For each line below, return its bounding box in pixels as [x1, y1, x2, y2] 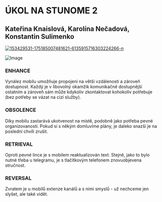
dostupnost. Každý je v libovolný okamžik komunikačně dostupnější [5, 84, 142, 90]
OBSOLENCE [5, 107, 36, 114]
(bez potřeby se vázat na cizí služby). [5, 94, 81, 100]
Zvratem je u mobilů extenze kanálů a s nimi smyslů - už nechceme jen [5, 186, 149, 192]
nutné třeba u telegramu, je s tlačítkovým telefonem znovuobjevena [5, 157, 142, 163]
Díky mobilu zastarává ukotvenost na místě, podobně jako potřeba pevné [5, 118, 153, 123]
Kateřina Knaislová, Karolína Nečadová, [5, 25, 130, 33]
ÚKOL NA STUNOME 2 [5, 5, 98, 16]
